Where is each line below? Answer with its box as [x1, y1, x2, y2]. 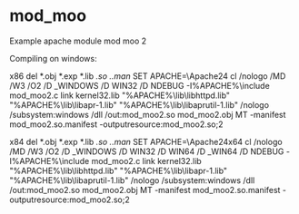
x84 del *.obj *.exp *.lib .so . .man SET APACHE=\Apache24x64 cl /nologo [9, 136, 284, 147]
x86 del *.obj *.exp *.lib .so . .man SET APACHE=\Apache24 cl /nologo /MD [9, 70, 286, 82]
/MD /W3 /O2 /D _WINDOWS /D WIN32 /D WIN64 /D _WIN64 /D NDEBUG [9, 146, 284, 157]
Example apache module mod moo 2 [9, 35, 147, 46]
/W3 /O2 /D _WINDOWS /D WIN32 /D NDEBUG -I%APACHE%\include [9, 80, 270, 91]
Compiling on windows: [9, 53, 97, 63]
